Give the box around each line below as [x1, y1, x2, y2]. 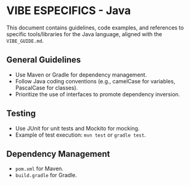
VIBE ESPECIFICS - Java [6, 4, 131, 18]
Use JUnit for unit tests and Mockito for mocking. [15, 124, 140, 132]
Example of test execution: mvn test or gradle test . [15, 131, 146, 138]
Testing [6, 108, 36, 119]
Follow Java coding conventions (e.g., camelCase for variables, [15, 77, 176, 85]
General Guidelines [6, 55, 81, 65]
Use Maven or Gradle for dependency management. [15, 71, 147, 78]
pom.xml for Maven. [15, 165, 64, 172]
